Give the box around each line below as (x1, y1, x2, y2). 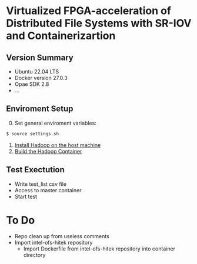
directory (23, 252, 46, 259)
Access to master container (14, 186, 82, 193)
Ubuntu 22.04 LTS (14, 68, 59, 75)
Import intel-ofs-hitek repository (14, 239, 93, 246)
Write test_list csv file (14, 181, 66, 188)
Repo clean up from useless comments (14, 233, 110, 240)
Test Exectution (6, 165, 65, 175)
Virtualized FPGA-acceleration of (6, 4, 172, 18)
